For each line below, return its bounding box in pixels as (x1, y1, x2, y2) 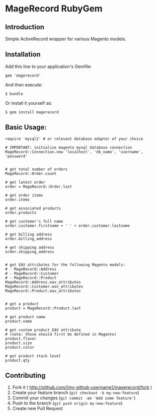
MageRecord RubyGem (5, 3, 103, 14)
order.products (5, 210, 37, 215)
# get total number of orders (5, 167, 68, 172)
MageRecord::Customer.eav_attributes (5, 284, 83, 289)
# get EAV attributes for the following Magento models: (5, 262, 126, 267)
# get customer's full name (5, 219, 64, 224)
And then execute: (5, 81, 43, 87)
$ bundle (5, 91, 23, 96)
